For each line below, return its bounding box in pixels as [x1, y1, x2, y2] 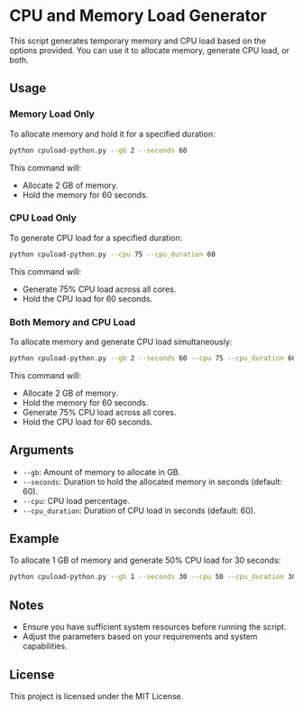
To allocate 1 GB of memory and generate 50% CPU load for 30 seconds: [9, 555, 281, 565]
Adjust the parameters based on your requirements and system [22, 631, 258, 642]
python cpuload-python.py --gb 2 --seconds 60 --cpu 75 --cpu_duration [9, 353, 284, 362]
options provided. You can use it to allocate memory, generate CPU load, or [9, 44, 290, 55]
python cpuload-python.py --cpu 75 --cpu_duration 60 [9, 249, 216, 258]
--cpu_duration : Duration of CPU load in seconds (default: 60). [22, 505, 256, 516]
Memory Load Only [9, 107, 95, 120]
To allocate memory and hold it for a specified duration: [9, 128, 216, 139]
